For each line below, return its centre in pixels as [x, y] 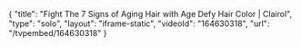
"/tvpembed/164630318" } [58, 33]
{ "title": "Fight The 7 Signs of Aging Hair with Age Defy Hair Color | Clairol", [150, 14]
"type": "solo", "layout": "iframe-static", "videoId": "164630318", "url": [139, 23]
